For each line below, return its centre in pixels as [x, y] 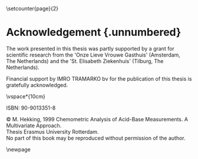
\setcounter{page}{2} [32, 9]
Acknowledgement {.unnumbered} [94, 32]
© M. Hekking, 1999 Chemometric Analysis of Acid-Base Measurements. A [97, 119]
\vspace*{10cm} [26, 96]
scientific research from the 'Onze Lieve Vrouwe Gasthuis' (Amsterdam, [93, 55]
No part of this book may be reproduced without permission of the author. [96, 138]
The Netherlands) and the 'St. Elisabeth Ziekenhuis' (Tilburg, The [85, 61]
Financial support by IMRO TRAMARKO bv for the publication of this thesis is [99, 78]
